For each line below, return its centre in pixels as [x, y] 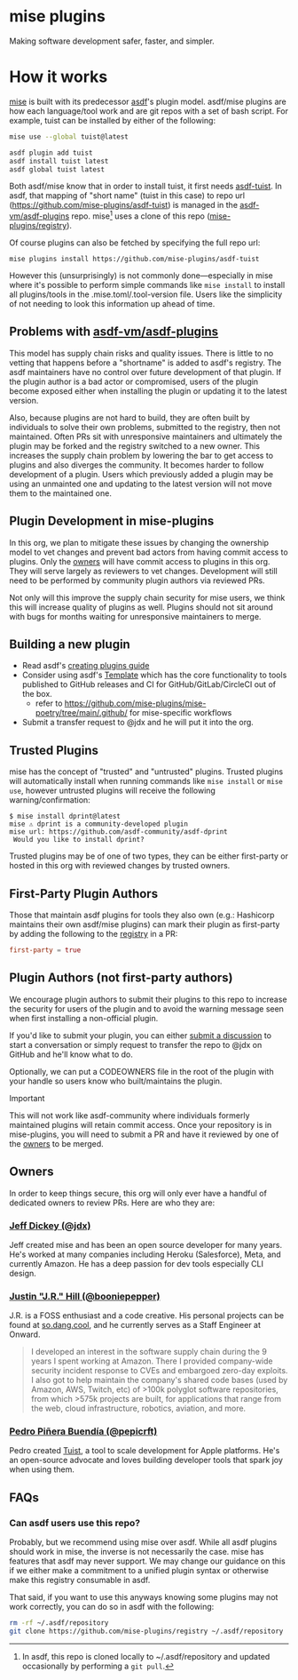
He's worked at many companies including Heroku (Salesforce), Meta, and [145, 1254]
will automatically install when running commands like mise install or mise [146, 781]
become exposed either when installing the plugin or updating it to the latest [148, 391]
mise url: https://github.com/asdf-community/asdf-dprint [118, 832]
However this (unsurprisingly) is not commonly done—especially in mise [141, 276]
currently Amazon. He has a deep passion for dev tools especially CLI [137, 1263]
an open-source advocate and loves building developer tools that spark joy [146, 1460]
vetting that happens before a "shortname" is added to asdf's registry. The [145, 363]
